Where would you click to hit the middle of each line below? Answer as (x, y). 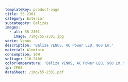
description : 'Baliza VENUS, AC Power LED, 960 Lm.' (59, 45)
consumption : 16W (23, 54)
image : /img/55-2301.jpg (39, 37)
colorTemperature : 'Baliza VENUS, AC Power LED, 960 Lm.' (65, 63)
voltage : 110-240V (24, 59)
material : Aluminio (25, 50)
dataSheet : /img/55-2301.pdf (34, 72)
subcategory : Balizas (27, 23)
